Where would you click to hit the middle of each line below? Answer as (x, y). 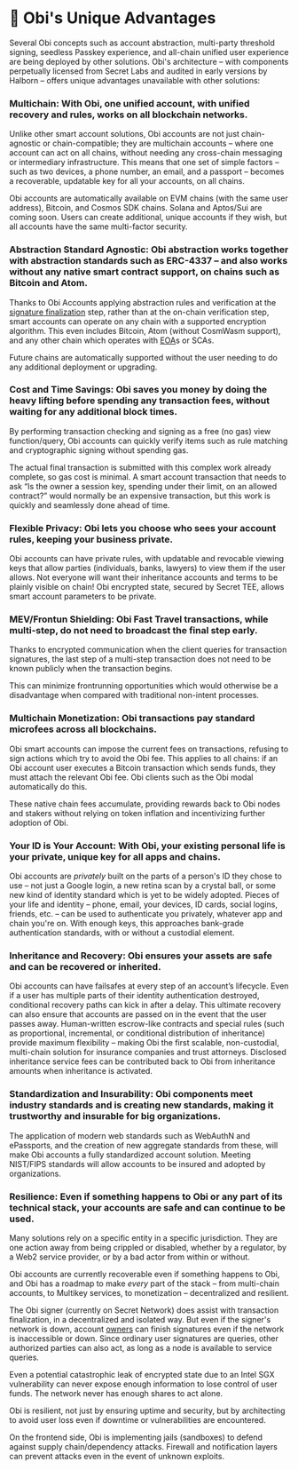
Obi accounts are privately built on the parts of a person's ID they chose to (145, 876)
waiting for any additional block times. (93, 412)
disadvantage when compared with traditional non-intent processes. (134, 695)
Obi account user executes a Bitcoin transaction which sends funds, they (143, 767)
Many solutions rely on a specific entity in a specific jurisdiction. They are (143, 1237)
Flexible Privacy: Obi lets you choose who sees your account (143, 528)
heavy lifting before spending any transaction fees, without (140, 401)
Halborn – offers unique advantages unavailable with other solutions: (135, 80)
